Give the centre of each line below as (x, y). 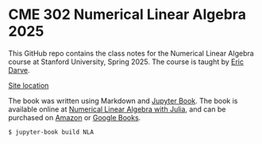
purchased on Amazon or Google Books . (75, 117)
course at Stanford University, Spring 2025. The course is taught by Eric (126, 62)
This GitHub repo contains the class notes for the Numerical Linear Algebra (131, 53)
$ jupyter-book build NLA (51, 132)
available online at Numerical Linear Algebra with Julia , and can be (117, 109)
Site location (29, 85)
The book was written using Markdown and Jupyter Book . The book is (123, 100)
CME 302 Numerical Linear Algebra (127, 15)
